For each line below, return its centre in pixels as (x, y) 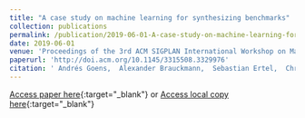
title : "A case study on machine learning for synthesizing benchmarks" (150, 18)
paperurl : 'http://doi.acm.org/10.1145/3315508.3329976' (119, 60)
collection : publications (58, 26)
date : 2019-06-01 (42, 43)
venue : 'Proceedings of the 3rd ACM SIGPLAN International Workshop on (148, 52)
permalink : (30, 34)
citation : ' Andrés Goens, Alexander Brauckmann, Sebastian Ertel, (144, 69)
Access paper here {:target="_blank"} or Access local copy (119, 94)
